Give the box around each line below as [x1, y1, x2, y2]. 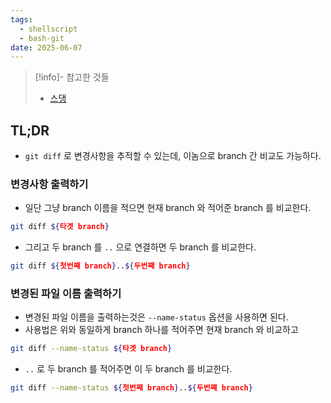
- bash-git [19, 33, 65, 43]
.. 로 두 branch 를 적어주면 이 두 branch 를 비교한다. [24, 363, 233, 375]
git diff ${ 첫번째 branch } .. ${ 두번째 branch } [10, 261, 191, 271]
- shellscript [19, 24, 78, 34]
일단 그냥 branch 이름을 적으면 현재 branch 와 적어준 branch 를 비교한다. [24, 202, 312, 214]
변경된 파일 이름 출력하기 [10, 287, 122, 301]
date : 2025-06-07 [10, 42, 83, 53]
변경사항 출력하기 [10, 177, 89, 191]
